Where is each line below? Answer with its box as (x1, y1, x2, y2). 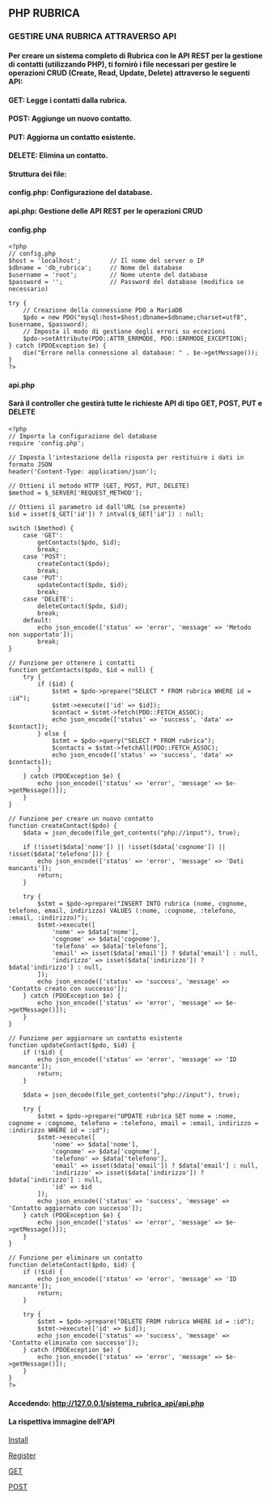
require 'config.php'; (8, 440, 85, 448)
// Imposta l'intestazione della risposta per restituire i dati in (8, 453, 244, 462)
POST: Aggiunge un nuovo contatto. (8, 113, 132, 124)
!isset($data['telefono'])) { (8, 850, 111, 859)
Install (8, 1434, 28, 1444)
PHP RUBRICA (8, 6, 81, 20)
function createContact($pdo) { (8, 822, 117, 830)
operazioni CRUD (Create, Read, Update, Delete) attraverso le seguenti (8, 68, 251, 78)
